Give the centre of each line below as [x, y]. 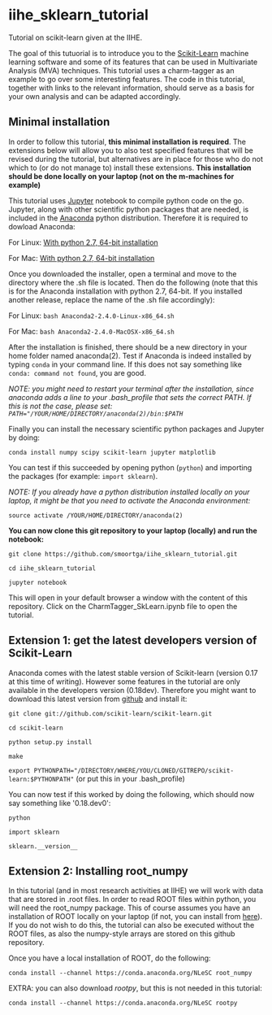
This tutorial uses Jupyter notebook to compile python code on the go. [126, 200]
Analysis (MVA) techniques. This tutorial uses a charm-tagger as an [121, 70]
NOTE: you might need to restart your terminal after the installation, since [131, 389]
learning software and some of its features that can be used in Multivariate [133, 62]
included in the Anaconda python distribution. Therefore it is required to [128, 218]
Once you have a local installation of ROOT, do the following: [110, 958]
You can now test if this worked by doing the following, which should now [132, 794]
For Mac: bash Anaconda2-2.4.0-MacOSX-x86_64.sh [91, 331]
